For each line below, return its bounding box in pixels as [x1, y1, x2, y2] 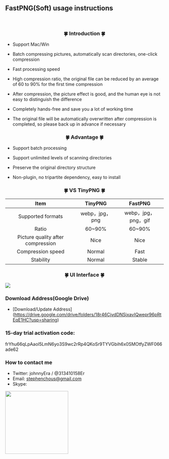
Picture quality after [17, 233, 64, 240]
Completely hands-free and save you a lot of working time [12, 106, 133, 112]
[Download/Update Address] [12, 306, 72, 312]
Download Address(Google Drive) [5, 295, 89, 302]
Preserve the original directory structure [12, 164, 96, 170]
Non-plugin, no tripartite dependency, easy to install [12, 174, 121, 180]
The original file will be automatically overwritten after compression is [12, 116, 157, 122]
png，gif [129, 217, 150, 224]
